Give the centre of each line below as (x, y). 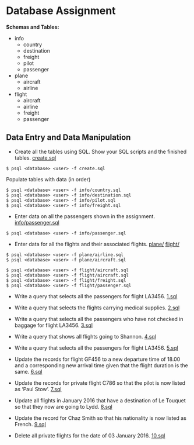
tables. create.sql (35, 158)
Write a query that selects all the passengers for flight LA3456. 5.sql (96, 348)
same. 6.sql (28, 371)
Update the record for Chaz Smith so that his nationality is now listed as (100, 418)
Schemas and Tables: (33, 27)
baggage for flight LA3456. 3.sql (54, 325)
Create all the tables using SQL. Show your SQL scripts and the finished (100, 151)
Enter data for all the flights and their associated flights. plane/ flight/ (97, 244)
